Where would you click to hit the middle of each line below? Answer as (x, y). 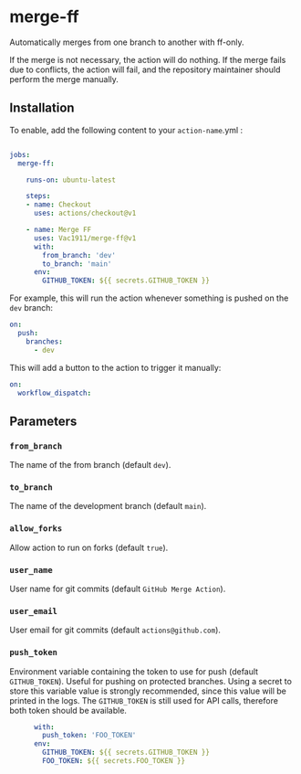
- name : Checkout (59, 205)
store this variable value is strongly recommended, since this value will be (148, 691)
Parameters (43, 421)
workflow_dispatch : (55, 393)
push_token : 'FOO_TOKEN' (89, 736)
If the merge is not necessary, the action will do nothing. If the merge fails (148, 59)
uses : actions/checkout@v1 (85, 213)
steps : (38, 196)
